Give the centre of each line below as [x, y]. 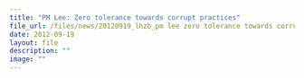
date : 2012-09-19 [42, 34]
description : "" [40, 51]
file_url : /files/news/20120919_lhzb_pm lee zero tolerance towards [141, 26]
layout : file [34, 43]
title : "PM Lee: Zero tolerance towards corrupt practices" [125, 17]
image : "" [28, 59]
